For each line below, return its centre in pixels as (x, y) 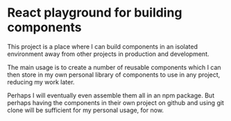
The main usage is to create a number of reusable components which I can (114, 67)
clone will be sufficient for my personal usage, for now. (86, 110)
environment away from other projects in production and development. (108, 54)
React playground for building (95, 13)
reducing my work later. (41, 82)
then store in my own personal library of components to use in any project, (114, 75)
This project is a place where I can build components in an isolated (102, 46)
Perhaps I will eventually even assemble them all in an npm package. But (111, 95)
